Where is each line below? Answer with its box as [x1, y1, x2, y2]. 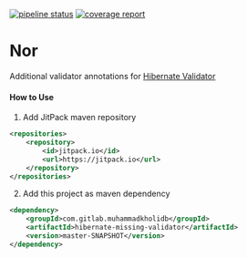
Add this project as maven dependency [22, 188, 170, 200]
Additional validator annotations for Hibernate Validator [9, 70, 216, 81]
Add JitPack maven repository [22, 112, 137, 123]
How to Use [9, 91, 55, 102]
